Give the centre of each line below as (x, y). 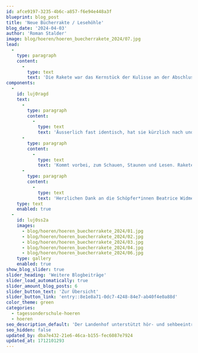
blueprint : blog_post (33, 17)
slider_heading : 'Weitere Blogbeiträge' (57, 275)
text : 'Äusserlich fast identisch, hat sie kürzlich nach (110, 133)
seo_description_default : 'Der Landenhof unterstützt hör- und (85, 324)
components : (21, 83)
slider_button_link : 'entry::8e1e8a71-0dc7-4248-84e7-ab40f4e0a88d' (92, 297)
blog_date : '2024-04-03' (37, 28)
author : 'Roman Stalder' (37, 34)
